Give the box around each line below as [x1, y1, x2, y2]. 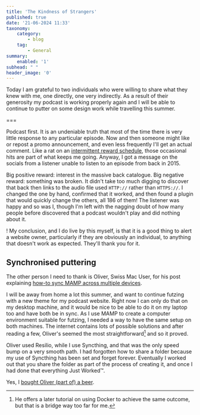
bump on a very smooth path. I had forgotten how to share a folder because [6, 348, 192, 355]
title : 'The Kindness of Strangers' [6, 8, 97, 15]
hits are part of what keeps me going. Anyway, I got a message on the [6, 153, 178, 161]
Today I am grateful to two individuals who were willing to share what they [6, 86, 188, 93]
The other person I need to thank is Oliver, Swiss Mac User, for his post [6, 273, 181, 280]
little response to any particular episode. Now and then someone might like [6, 135, 190, 142]
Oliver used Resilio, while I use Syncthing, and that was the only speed [6, 341, 180, 349]
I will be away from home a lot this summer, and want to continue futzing [6, 291, 185, 298]
